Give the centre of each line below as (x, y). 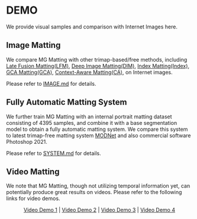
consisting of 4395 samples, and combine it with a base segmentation (92, 123)
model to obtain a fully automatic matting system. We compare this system (97, 129)
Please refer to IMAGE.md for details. (51, 83)
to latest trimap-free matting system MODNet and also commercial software (98, 135)
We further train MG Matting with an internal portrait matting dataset (89, 117)
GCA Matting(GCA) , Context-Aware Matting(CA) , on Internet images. (89, 72)
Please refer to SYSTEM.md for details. (54, 153)
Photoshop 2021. (27, 141)
